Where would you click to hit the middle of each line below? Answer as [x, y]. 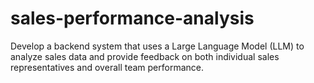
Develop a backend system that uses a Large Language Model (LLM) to [157, 46]
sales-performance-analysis [132, 18]
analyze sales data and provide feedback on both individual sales [145, 56]
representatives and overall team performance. [107, 67]
